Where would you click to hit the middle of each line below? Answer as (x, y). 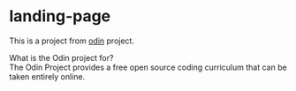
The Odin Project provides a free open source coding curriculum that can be (148, 67)
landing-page (60, 16)
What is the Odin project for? (61, 57)
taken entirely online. (47, 76)
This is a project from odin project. (72, 41)
